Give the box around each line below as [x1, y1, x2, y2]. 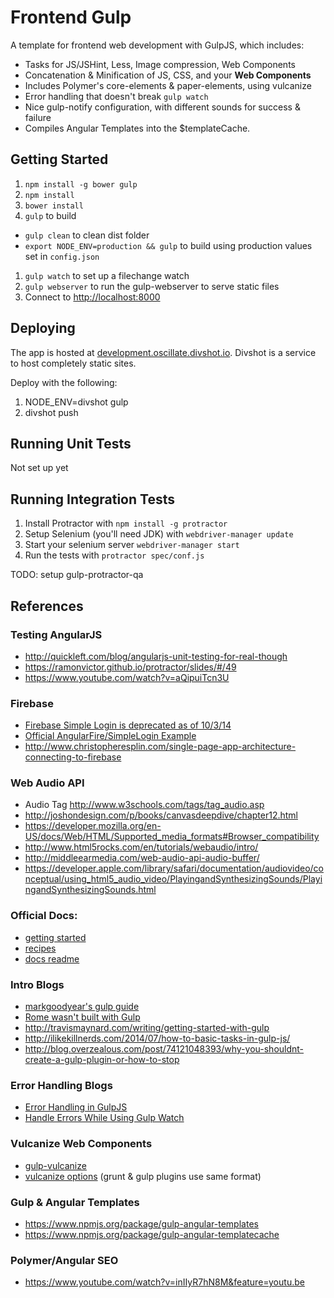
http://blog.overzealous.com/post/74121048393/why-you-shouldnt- [24, 1043, 305, 1055]
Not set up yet [10, 462, 69, 474]
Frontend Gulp [10, 6, 132, 29]
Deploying [10, 320, 76, 337]
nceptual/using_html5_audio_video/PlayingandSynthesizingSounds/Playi [24, 873, 323, 885]
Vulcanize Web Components [10, 1137, 153, 1151]
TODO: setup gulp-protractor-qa [10, 569, 144, 581]
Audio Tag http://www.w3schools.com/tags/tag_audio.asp [24, 799, 265, 811]
